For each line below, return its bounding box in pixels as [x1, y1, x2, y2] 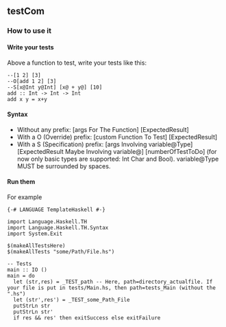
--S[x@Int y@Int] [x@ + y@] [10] [7, 84, 103, 91]
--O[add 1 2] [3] [7, 78, 57, 84]
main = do [7, 272, 36, 279]
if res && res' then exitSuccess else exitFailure [13, 314, 161, 322]
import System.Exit [7, 230, 63, 237]
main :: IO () [7, 266, 48, 273]
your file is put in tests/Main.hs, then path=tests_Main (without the [7, 284, 216, 291]
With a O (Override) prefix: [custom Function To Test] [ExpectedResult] [16, 133, 218, 141]
